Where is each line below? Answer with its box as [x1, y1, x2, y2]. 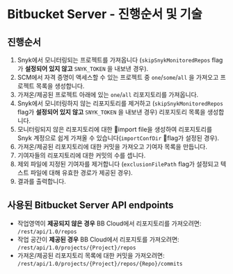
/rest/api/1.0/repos [17, 228, 77, 235]
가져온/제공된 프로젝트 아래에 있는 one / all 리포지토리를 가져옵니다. [17, 91, 199, 99]
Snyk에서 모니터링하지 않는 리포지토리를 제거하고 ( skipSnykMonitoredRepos [17, 99, 224, 108]
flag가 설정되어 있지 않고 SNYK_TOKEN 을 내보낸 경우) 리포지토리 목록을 [17, 108, 206, 116]
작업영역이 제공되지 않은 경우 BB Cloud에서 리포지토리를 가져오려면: [17, 219, 202, 228]
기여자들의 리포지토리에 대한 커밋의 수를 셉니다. [17, 151, 146, 160]
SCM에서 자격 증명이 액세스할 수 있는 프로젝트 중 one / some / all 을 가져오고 [17, 74, 219, 81]
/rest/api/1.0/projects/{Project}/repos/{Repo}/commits [17, 260, 183, 267]
